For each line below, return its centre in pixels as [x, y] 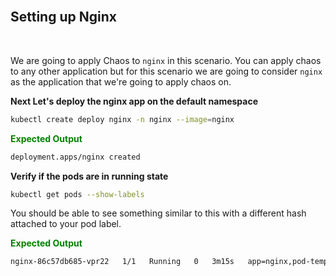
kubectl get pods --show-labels [77, 194]
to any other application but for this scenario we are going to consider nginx [166, 71]
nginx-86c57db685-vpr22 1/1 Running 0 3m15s [122, 262]
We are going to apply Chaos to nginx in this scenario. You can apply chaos [166, 60]
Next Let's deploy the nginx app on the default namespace [134, 101]
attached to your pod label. [66, 224]
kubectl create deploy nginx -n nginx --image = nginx [122, 119]
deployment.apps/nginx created [75, 157]
